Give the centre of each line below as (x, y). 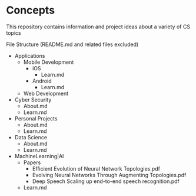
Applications (30, 55)
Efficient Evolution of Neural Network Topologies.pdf (96, 168)
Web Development (46, 93)
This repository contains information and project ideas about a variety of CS (98, 27)
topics (14, 32)
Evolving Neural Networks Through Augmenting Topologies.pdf (109, 175)
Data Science (31, 137)
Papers (32, 162)
